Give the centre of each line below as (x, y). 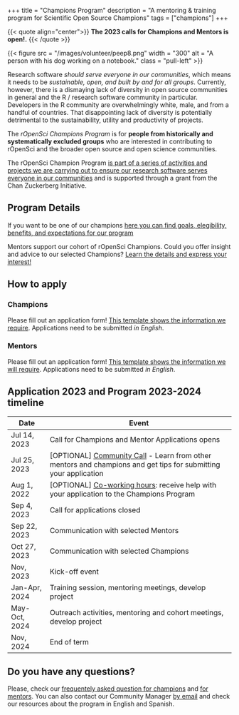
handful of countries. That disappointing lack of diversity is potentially (110, 112)
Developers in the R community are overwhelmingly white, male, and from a (118, 105)
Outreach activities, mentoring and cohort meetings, (137, 612)
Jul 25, (22, 460)
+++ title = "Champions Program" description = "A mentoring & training (112, 10)
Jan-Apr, (27, 587)
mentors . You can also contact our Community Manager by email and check (119, 696)
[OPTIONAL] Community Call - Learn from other (131, 455)
